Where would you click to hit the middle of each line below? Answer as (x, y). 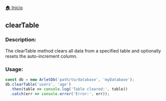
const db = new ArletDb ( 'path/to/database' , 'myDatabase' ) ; (70, 80)
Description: (21, 40)
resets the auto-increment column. (41, 56)
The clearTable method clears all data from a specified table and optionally (83, 50)
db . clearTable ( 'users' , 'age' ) (38, 84)
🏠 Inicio (14, 8)
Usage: (14, 69)
